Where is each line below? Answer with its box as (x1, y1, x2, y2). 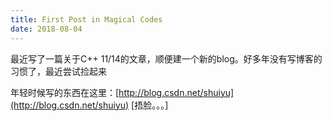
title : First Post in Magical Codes (10, 14, 163, 25)
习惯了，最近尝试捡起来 (10, 65, 107, 77)
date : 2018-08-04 (10, 24, 83, 34)
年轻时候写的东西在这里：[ (10, 86, 120, 98)
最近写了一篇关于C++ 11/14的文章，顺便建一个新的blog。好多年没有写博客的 (10, 52, 323, 65)
